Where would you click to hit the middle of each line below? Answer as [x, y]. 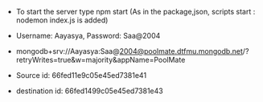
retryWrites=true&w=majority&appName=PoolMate [101, 60]
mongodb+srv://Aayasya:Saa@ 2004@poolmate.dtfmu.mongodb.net [129, 51]
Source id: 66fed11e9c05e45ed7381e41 [81, 75]
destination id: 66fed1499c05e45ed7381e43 [89, 91]
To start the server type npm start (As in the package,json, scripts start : [136, 12]
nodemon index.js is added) [62, 20]
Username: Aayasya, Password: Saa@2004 [88, 36]
